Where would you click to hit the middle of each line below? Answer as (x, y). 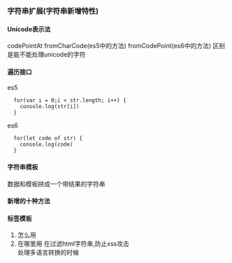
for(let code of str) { (48, 138)
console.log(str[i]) (50, 107)
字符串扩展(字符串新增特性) (53, 10)
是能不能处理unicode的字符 (46, 54)
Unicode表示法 (29, 29)
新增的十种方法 (29, 201)
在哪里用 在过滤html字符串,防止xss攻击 (73, 244)
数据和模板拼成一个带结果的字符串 (56, 183)
